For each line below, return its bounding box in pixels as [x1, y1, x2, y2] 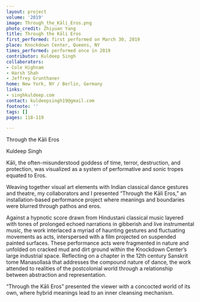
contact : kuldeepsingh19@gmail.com [6, 97, 95, 103]
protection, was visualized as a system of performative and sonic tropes [6, 166, 184, 173]
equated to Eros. [6, 172, 47, 179]
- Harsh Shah [6, 70, 39, 76]
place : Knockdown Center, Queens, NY [6, 42, 100, 48]
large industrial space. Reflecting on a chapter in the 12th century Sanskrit [6, 252, 188, 260]
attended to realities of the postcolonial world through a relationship [6, 265, 173, 272]
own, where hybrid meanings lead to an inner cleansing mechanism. [6, 289, 174, 297]
